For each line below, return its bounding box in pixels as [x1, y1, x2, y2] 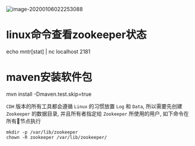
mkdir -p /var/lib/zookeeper [6, 129, 78, 135]
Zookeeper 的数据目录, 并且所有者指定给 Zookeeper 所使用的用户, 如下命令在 [6, 110, 189, 117]
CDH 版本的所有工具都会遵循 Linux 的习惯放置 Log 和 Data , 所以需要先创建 [6, 102, 183, 109]
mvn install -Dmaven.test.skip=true [6, 90, 92, 98]
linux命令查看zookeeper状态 [6, 28, 147, 41]
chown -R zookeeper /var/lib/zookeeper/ [6, 134, 108, 140]
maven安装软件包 [6, 71, 92, 84]
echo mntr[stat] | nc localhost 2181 [6, 48, 91, 55]
